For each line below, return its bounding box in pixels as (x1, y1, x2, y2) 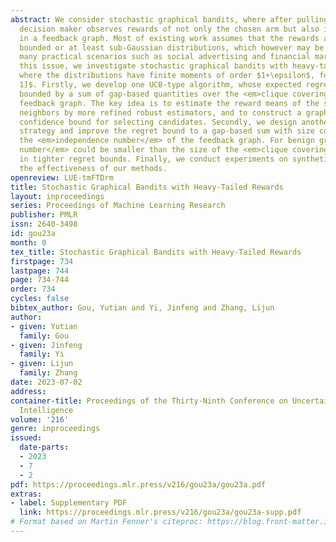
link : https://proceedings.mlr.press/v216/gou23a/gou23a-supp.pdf (19, 507, 302, 518)
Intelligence (19, 405, 74, 415)
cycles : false (10, 294, 70, 304)
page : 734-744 (10, 275, 70, 285)
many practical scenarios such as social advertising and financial (19, 52, 311, 62)
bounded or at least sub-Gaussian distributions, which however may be (19, 42, 325, 53)
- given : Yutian (10, 321, 78, 331)
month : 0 (10, 237, 47, 248)
